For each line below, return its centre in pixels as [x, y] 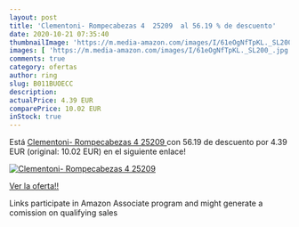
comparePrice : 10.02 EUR [55, 109]
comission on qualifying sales [64, 213]
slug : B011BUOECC [41, 84]
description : [33, 92]
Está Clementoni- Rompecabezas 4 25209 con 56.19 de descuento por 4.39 [148, 142]
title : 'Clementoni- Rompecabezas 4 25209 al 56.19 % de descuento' [143, 26]
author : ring [33, 76]
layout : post [33, 17]
